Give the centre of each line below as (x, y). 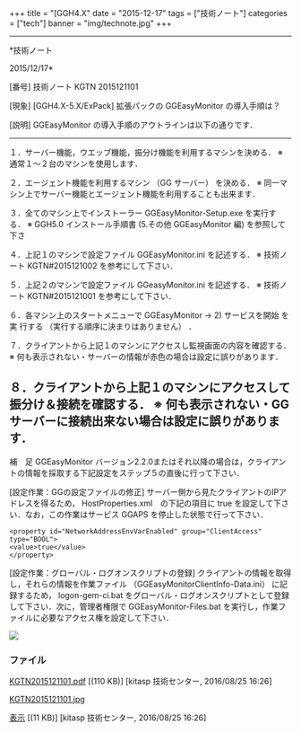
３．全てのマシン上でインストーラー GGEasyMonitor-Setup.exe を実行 (139, 213)
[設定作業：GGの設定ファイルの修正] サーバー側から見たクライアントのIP (144, 491)
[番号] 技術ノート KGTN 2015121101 (74, 87)
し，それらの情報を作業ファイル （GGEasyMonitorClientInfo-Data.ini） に (145, 584)
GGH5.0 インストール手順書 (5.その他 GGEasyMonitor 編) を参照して (160, 224)
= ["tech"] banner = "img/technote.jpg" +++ (90, 23)
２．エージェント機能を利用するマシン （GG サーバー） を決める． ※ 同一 (145, 183)
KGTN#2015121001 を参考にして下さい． (101, 296)
